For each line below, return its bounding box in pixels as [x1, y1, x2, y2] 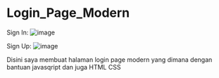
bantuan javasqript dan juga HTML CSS [6, 63, 121, 71]
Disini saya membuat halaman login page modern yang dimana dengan [6, 55, 213, 64]
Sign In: [6, 28, 29, 37]
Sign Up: [6, 41, 32, 50]
